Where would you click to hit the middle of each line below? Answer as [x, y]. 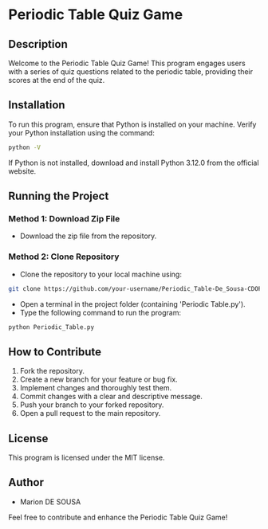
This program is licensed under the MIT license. [87, 458]
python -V [25, 147]
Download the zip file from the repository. [88, 236]
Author [26, 482]
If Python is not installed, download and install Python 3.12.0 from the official [134, 163]
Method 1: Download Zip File [64, 219]
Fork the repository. [52, 371]
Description [38, 44]
